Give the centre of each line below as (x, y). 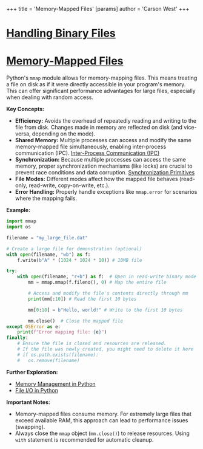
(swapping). (30, 427)
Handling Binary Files (61, 33)
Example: (18, 210)
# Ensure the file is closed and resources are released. (92, 344)
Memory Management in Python (55, 384)
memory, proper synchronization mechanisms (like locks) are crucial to (104, 166)
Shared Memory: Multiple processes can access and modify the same (103, 140)
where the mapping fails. (46, 198)
